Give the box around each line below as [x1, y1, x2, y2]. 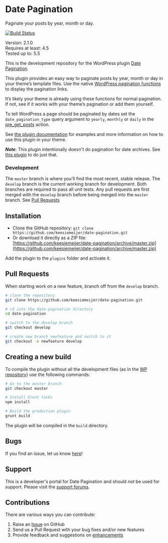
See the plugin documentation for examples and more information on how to [5, 131, 163, 137]
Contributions [5, 498, 50, 507]
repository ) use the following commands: [5, 371, 91, 377]
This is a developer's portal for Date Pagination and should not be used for [5, 478, 160, 484]
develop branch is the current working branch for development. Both [5, 181, 147, 187]
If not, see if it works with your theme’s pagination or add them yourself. [5, 101, 154, 107]
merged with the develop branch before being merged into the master [5, 192, 148, 198]
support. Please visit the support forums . [5, 484, 90, 490]
